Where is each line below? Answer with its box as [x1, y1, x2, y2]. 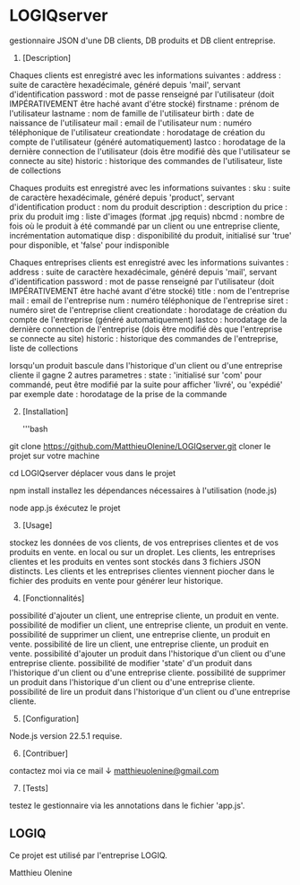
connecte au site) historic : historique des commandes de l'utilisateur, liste [9, 155, 283, 166]
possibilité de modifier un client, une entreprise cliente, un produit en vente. [9, 620, 288, 630]
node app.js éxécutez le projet [9, 502, 121, 513]
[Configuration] [21, 713, 80, 724]
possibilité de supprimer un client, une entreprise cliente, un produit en [9, 629, 270, 639]
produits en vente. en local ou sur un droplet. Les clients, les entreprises [9, 546, 276, 557]
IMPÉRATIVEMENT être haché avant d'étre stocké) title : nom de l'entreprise [9, 285, 290, 296]
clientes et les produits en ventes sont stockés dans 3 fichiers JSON [9, 556, 261, 567]
